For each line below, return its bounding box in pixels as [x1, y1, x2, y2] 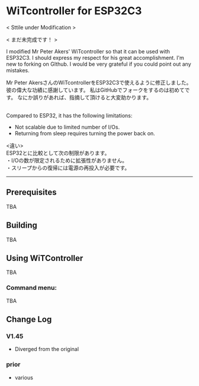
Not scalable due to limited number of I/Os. [14, 123, 120, 130]
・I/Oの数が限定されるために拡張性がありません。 [6, 157, 128, 164]
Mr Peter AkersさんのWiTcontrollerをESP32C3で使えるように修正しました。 [6, 79, 192, 86]
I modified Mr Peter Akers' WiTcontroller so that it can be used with [6, 47, 170, 55]
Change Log [6, 314, 52, 324]
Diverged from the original [14, 346, 79, 353]
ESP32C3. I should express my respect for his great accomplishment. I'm [6, 54, 185, 61]
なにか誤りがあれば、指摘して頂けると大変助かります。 [17, 94, 152, 101]
